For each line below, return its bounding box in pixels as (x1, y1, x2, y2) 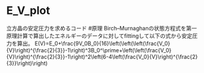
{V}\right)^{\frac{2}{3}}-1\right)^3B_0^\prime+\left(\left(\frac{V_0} (6, 46, 172, 54)
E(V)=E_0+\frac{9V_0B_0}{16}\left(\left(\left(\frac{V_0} (34, 40, 170, 47)
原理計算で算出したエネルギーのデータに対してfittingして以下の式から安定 (6, 32, 193, 40)
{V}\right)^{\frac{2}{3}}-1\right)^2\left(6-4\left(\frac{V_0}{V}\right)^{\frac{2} (6, 53, 198, 60)
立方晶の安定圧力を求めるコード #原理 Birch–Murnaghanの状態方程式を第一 (6, 24, 197, 32)
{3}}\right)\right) (6, 59, 48, 67)
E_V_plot (6, 4, 50, 18)
